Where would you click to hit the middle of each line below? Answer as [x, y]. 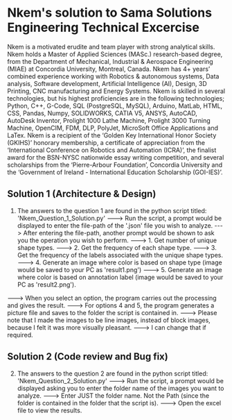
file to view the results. [50, 410]
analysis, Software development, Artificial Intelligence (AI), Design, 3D [107, 83]
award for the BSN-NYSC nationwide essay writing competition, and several [116, 157]
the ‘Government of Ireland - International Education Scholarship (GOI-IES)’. [115, 172]
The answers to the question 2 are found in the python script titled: [113, 373]
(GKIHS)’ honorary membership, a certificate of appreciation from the [106, 142]
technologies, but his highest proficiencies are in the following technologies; [116, 98]
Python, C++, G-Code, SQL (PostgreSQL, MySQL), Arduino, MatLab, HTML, [115, 106]
